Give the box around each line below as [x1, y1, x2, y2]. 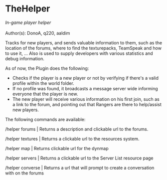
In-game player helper [5, 19, 51, 25]
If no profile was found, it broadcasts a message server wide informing [12, 85, 158, 91]
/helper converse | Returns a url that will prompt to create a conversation [5, 165, 155, 171]
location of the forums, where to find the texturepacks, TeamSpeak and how [5, 45, 162, 51]
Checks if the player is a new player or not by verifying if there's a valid [12, 75, 159, 81]
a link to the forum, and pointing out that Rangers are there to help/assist [12, 101, 162, 107]
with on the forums [5, 170, 44, 176]
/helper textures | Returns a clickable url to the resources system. [5, 136, 140, 142]
